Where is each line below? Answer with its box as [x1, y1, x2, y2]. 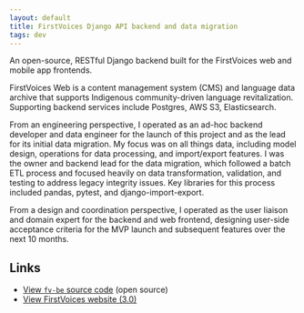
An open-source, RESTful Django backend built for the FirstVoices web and [9, 56, 292, 66]
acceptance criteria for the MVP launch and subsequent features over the [9, 224, 286, 235]
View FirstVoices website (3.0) [22, 294, 137, 305]
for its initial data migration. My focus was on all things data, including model [9, 138, 297, 150]
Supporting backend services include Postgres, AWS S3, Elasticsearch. [9, 102, 277, 113]
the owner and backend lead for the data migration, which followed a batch [9, 158, 291, 169]
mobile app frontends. [9, 65, 93, 76]
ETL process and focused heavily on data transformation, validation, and [9, 167, 282, 178]
